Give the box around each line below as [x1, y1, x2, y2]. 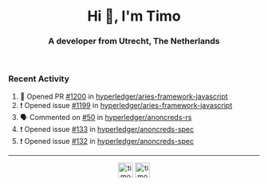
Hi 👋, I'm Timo [87, 7, 181, 25]
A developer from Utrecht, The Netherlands [48, 36, 220, 47]
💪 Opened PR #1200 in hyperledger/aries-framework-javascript [19, 91, 229, 101]
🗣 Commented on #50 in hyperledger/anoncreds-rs [19, 112, 192, 122]
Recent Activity [8, 73, 70, 84]
